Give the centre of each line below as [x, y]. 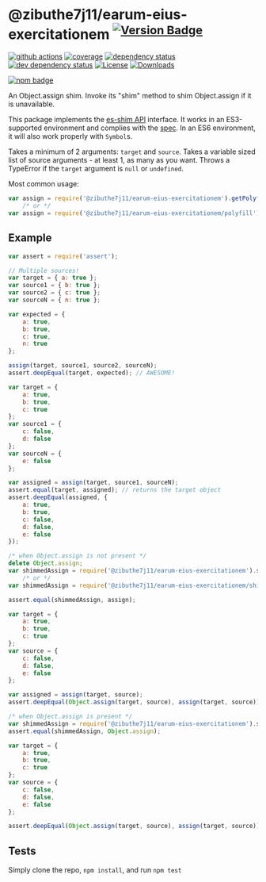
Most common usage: [44, 184]
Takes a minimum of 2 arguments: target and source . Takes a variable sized [132, 151]
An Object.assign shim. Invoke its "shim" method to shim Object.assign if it [130, 96]
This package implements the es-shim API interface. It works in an [116, 120]
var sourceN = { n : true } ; [55, 300]
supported [25, 128]
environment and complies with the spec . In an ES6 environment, [149, 128]
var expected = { [37, 314]
